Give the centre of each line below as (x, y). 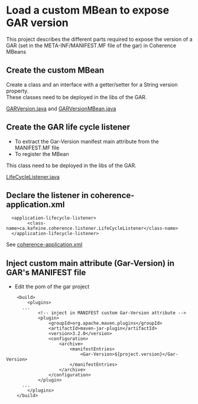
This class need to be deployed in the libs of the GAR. (72, 165)
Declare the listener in (47, 195)
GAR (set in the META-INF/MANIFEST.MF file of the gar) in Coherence (91, 45)
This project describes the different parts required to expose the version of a (100, 39)
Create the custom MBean (55, 71)
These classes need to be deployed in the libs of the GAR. (77, 97)
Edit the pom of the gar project (52, 286)
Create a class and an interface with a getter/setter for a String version (92, 84)
